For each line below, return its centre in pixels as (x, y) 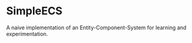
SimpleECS (34, 11)
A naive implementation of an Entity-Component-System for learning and (97, 27)
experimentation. (27, 33)
